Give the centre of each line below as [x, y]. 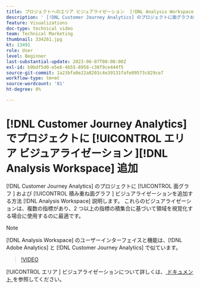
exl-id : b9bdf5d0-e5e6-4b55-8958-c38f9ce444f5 [65, 67]
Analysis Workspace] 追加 [72, 168]
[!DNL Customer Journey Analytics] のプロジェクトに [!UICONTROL [89, 186]
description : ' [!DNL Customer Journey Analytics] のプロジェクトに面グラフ [98, 17]
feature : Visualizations [37, 23]
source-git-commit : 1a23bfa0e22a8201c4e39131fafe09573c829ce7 [85, 73]
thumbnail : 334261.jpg [34, 39]
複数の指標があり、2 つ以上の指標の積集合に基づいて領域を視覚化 [107, 208]
